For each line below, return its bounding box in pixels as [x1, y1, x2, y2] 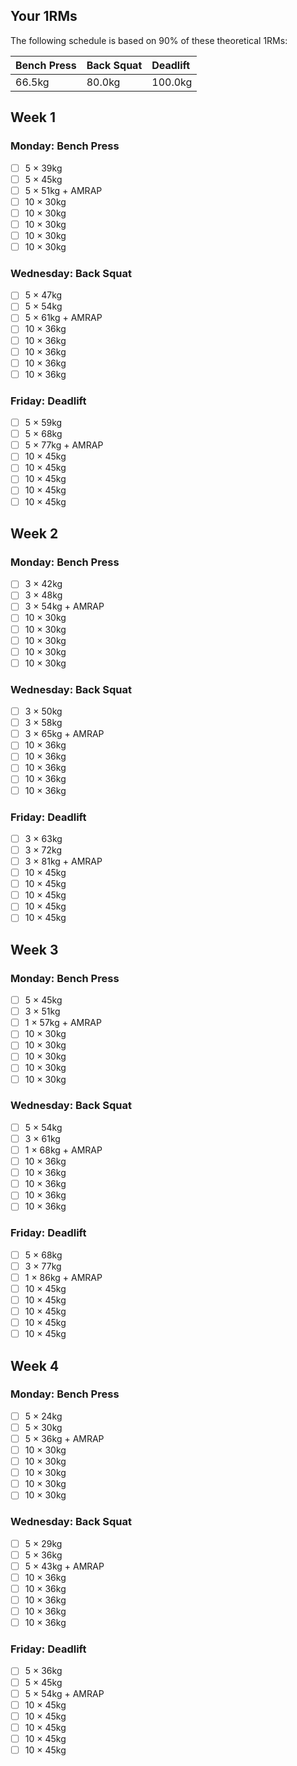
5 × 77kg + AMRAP [24, 439, 104, 451]
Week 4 [10, 1357, 60, 1374]
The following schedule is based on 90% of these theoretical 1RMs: [10, 34, 288, 46]
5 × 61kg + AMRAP [24, 312, 103, 324]
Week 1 [10, 109, 56, 126]
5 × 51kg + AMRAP [24, 184, 103, 196]
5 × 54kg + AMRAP [24, 1687, 105, 1699]
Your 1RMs [10, 8, 78, 25]
